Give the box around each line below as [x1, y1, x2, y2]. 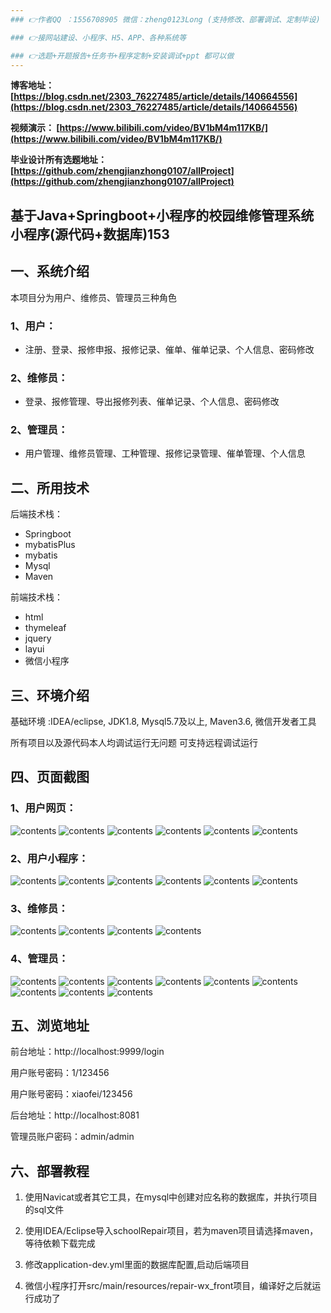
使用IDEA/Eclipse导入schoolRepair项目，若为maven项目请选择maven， [24, 1225, 319, 1237]
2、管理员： [10, 423, 69, 437]
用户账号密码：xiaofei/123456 [10, 1088, 133, 1100]
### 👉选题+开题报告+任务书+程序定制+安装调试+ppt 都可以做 [10, 51, 235, 61]
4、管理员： [10, 952, 69, 966]
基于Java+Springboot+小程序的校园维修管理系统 [10, 207, 315, 224]
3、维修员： [10, 902, 69, 915]
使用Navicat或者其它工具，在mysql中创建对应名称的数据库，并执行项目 [24, 1191, 318, 1203]
